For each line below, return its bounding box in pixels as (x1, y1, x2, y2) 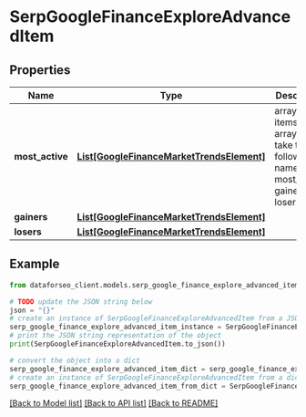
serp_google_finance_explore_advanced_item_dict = (9, 364, 206, 373)
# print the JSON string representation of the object (9, 331, 222, 340)
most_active (14, 151, 68, 162)
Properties (9, 62, 71, 78)
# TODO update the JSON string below (9, 297, 153, 307)
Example (9, 256, 60, 272)
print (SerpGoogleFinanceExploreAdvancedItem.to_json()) (9, 339, 226, 349)
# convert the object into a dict (9, 356, 141, 365)
